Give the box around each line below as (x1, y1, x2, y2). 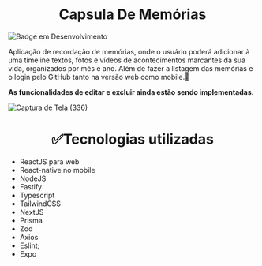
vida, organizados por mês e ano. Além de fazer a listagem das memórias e (8, 63, 253, 73)
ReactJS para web (19, 156, 80, 167)
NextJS (19, 207, 44, 216)
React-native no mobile (19, 165, 96, 174)
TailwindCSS (19, 199, 62, 208)
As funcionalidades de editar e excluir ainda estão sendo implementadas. (8, 87, 254, 96)
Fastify (19, 182, 42, 191)
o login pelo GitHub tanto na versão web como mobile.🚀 (8, 72, 189, 81)
